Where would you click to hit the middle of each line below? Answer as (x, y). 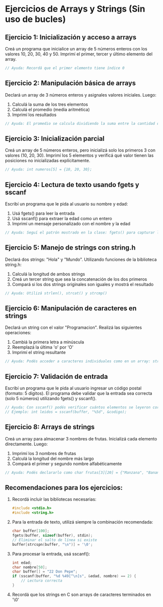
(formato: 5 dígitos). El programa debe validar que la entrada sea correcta (79, 393)
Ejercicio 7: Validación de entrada (57, 377)
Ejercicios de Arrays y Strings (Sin (75, 9)
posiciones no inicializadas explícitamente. (48, 161)
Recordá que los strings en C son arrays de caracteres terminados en (81, 594)
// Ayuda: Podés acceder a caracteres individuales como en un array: (78, 361)
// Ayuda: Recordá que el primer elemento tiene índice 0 (65, 68)
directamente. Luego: (26, 444)
